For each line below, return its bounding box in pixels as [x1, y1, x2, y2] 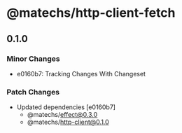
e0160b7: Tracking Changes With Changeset [16, 69, 146, 78]
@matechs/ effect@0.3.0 [27, 111, 98, 119]
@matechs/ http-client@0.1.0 [27, 118, 109, 127]
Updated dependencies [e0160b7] [16, 103, 116, 111]
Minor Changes [6, 54, 60, 64]
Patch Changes [6, 87, 60, 97]
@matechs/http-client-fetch [6, 5, 176, 21]
